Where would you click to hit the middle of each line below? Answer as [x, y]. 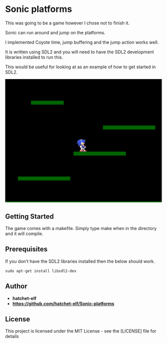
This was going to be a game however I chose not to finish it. [68, 23]
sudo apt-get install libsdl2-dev [41, 271]
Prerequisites [26, 249]
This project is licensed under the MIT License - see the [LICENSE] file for [81, 331]
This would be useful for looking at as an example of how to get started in [81, 67]
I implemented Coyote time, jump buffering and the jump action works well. [82, 42]
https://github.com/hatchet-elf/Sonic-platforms [63, 303]
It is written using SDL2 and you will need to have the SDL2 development [80, 52]
